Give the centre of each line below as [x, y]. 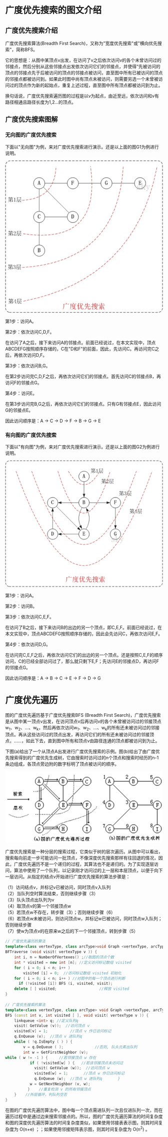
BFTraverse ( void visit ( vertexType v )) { [51, 952]
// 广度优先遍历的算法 [25, 941]
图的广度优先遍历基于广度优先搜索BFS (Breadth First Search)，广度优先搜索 [83, 715]
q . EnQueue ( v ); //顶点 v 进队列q [48, 1037]
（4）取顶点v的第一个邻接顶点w [38, 906]
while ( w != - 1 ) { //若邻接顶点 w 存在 [51, 1057]
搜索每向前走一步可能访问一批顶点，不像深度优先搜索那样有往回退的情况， [82, 858]
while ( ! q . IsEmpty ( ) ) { [43, 1042]
